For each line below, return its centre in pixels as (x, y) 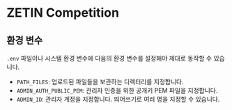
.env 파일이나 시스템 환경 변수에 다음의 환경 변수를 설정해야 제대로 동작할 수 (109, 58)
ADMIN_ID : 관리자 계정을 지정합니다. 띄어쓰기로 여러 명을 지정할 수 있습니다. (118, 99)
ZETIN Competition (63, 13)
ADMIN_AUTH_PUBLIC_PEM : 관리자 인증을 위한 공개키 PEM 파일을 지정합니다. (117, 91)
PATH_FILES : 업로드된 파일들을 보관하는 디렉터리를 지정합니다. (100, 82)
